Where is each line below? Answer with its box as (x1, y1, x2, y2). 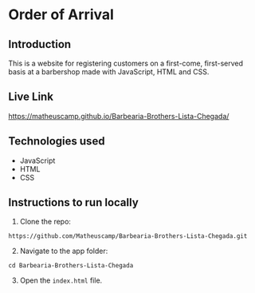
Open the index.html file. (19, 275, 103, 285)
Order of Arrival (8, 6, 114, 24)
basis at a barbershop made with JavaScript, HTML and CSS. (8, 67, 210, 77)
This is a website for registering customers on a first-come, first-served (8, 58, 243, 68)
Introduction (8, 38, 72, 51)
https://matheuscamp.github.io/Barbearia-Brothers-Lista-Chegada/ (8, 111, 229, 121)
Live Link (8, 90, 54, 104)
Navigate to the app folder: (19, 246, 108, 256)
